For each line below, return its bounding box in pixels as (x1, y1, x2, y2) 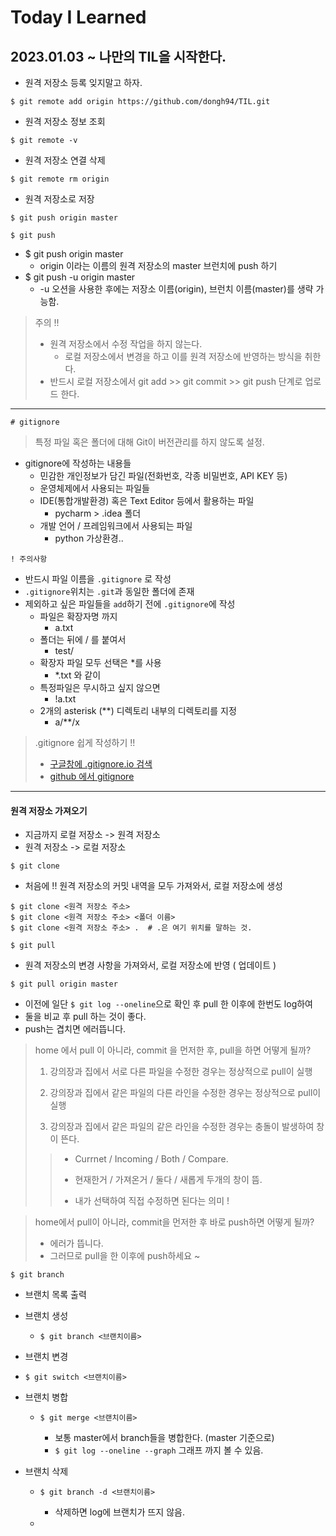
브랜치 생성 (24, 1310, 69, 1322)
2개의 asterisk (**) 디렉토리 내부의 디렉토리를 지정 (39, 705, 237, 716)
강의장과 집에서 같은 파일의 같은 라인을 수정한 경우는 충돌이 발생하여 (49, 1121, 315, 1133)
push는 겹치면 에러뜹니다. (24, 1023, 127, 1035)
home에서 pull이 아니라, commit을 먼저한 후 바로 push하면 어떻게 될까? (34, 1216, 315, 1228)
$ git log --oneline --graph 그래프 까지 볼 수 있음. (54, 1444, 264, 1456)
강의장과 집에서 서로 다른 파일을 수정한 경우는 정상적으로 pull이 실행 (49, 1066, 313, 1078)
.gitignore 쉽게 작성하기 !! (34, 737, 136, 748)
